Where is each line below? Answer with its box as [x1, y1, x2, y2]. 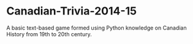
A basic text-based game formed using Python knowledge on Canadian [6, 24, 187, 31]
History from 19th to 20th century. [6, 30, 92, 37]
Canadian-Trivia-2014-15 [6, 4, 137, 18]
